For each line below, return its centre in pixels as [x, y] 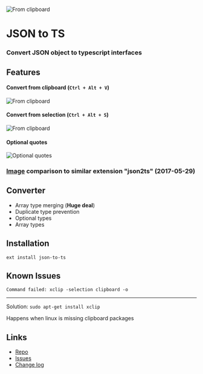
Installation [28, 244]
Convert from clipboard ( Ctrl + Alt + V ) [58, 88]
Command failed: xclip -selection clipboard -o [67, 290]
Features [23, 72]
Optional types [33, 218]
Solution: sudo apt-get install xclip [53, 307]
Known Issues [34, 276]
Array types [30, 224]
